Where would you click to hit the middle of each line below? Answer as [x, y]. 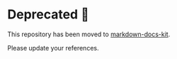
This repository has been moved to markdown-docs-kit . [89, 34]
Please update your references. [53, 48]
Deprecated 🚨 [48, 15]
